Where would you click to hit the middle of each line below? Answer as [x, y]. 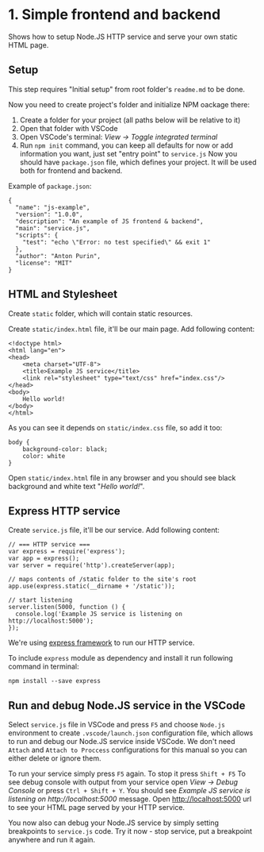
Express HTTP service [64, 511]
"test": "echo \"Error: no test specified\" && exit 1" [117, 242]
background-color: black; [65, 449]
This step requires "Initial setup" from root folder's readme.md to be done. [127, 89]
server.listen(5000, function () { [67, 607]
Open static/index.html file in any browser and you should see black [122, 477]
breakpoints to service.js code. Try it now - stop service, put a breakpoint [130, 831]
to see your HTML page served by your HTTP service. [96, 808]
